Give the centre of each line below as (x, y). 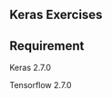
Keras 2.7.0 (31, 68)
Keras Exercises (56, 15)
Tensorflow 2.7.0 (41, 85)
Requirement (47, 46)
